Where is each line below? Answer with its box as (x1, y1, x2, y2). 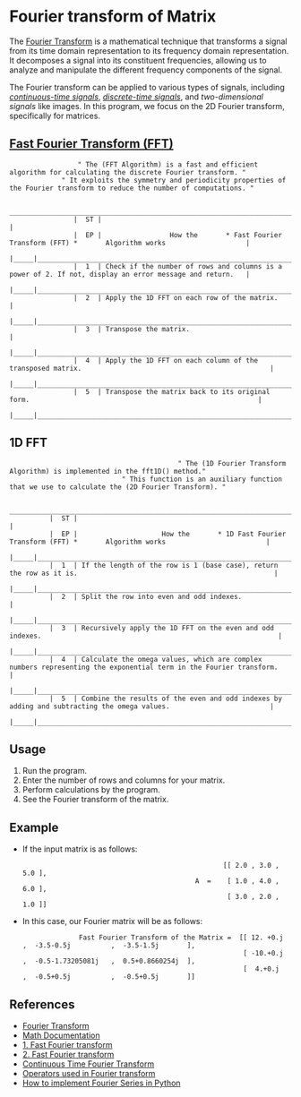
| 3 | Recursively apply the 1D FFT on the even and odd (48, 623, 275, 632)
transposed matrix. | (9, 364, 275, 373)
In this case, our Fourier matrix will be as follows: (21, 916, 203, 927)
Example (9, 819, 59, 835)
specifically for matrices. (9, 110, 101, 121)
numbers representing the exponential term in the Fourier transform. (9, 663, 279, 672)
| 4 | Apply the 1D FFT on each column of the (73, 356, 258, 364)
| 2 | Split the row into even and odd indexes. (48, 592, 243, 601)
